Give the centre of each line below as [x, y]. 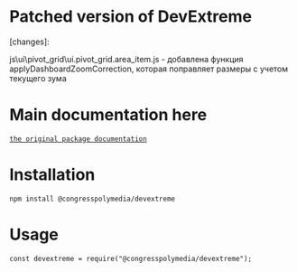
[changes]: [29, 42]
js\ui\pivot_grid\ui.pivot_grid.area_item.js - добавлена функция [126, 59]
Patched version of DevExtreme [131, 17]
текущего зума [38, 78]
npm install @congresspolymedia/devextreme [93, 199]
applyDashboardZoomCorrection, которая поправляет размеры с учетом [149, 69]
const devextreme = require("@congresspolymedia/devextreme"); [131, 258]
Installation [52, 175]
